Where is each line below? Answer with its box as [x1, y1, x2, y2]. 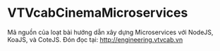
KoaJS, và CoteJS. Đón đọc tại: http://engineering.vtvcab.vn [7, 35, 183, 43]
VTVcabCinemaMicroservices [7, 5, 188, 21]
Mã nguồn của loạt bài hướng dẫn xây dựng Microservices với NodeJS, [7, 28, 214, 36]
